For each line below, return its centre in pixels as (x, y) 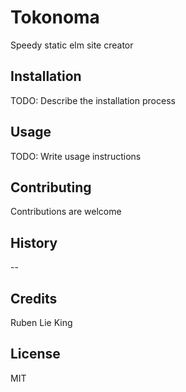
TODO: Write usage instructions (76, 156)
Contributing (51, 187)
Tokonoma (55, 17)
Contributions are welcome (66, 212)
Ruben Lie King (41, 322)
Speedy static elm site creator (72, 45)
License (35, 354)
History (34, 242)
